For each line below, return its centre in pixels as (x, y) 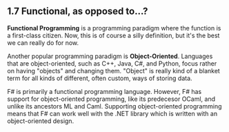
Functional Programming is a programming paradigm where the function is (114, 28)
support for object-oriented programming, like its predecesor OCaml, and (111, 99)
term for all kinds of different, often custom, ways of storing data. (100, 78)
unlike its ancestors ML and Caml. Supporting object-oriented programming (114, 106)
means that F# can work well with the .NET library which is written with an (112, 113)
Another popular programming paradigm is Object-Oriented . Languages (110, 56)
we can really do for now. (43, 43)
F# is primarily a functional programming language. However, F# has (104, 91)
